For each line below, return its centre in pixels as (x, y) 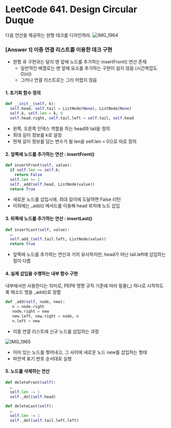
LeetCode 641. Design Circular (71, 9)
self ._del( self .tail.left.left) (45, 420)
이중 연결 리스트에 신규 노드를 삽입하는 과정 (56, 331)
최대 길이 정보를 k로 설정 (37, 135)
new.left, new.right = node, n (46, 316)
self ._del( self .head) (33, 397)
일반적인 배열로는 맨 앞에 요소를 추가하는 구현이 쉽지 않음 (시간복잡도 (89, 68)
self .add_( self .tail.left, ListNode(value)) (58, 239)
